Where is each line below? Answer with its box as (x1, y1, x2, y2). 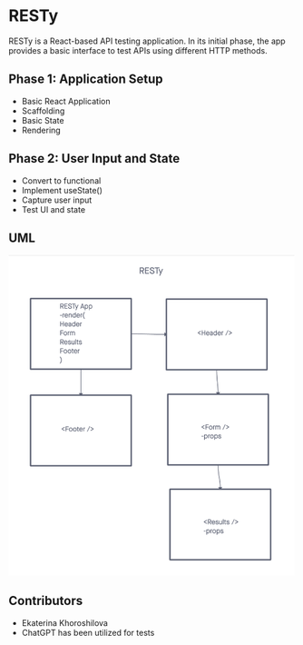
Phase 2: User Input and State (8, 151, 181, 166)
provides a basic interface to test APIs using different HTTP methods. (8, 45, 269, 55)
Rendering (21, 124, 61, 135)
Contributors (8, 593, 83, 609)
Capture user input (21, 194, 93, 205)
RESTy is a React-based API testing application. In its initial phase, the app (8, 35, 287, 46)
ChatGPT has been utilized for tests (21, 627, 155, 638)
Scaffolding (21, 105, 65, 116)
